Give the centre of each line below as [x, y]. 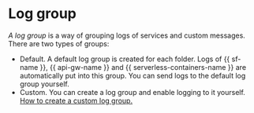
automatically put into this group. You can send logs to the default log [133, 75]
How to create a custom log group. [76, 100]
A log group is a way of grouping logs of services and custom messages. [127, 35]
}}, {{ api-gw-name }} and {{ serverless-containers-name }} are [143, 67]
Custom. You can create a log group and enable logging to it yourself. [133, 92]
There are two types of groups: [59, 43]
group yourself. [44, 84]
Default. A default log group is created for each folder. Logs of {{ [125, 59]
